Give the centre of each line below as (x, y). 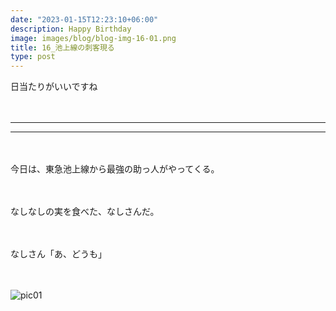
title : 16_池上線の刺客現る (62, 47)
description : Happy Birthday (71, 29)
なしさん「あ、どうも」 (58, 254)
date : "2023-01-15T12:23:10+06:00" (84, 19)
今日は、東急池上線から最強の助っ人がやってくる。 (115, 169)
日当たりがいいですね (54, 87)
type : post (33, 57)
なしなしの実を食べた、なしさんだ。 (85, 212)
